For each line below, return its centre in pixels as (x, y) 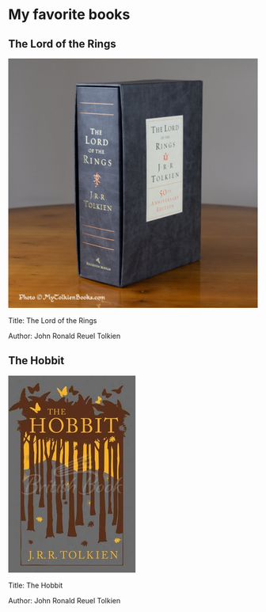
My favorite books (69, 15)
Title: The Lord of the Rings (53, 321)
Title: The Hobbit (36, 585)
